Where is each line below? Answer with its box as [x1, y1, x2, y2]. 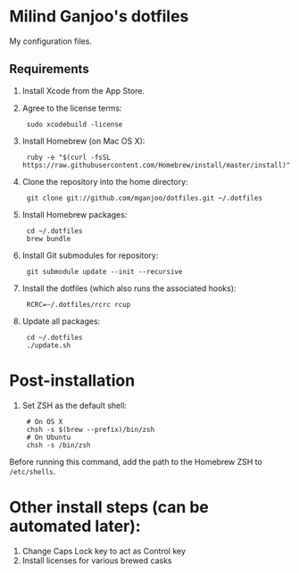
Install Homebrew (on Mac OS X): [21, 136, 145, 146]
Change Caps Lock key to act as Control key [21, 545, 186, 556]
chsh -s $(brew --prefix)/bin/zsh [26, 425, 155, 434]
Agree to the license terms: [21, 103, 122, 113]
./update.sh [26, 341, 71, 350]
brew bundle [26, 234, 71, 243]
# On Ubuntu [26, 433, 71, 442]
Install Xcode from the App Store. [21, 85, 145, 95]
